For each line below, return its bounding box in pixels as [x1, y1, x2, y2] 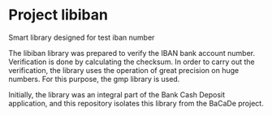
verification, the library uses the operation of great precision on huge [8, 65, 240, 75]
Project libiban [8, 6, 108, 24]
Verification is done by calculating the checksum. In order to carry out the [8, 57, 255, 67]
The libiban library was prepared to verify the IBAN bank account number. [8, 48, 256, 58]
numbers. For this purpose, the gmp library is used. [8, 74, 180, 84]
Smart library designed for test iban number [8, 32, 155, 42]
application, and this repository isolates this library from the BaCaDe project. [8, 98, 264, 108]
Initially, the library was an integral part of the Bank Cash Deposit [8, 89, 226, 99]
